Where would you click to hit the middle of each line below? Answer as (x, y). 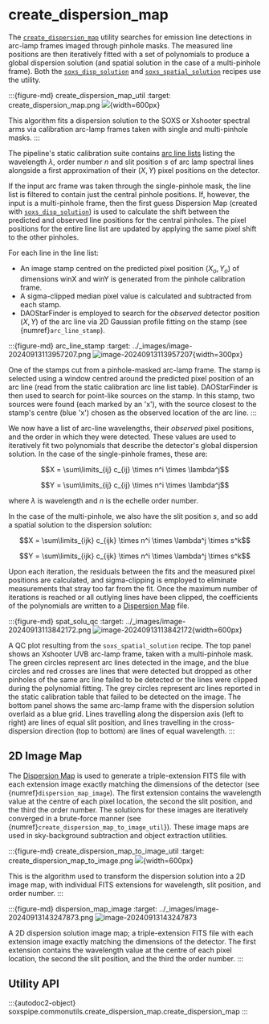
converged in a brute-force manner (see (75, 818)
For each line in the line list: (53, 253)
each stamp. (41, 304)
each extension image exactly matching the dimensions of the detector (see (134, 784)
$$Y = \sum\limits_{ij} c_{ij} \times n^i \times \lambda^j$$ (135, 485)
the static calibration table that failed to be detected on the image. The (125, 697)
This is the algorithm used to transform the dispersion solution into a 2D (127, 876)
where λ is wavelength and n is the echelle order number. (104, 500)
